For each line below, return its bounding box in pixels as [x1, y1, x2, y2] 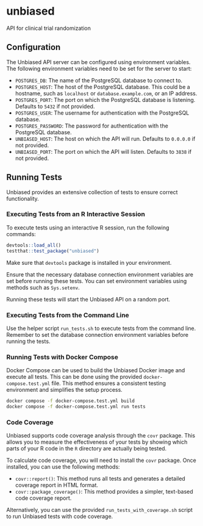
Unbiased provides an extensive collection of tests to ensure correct [6, 188, 178, 196]
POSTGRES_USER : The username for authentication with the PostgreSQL [15, 109, 190, 117]
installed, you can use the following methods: [6, 463, 120, 470]
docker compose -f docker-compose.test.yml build [6, 398, 135, 404]
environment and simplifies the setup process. [6, 386, 123, 394]
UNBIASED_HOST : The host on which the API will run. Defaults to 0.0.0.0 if [15, 135, 196, 142]
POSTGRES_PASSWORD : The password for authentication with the [15, 122, 169, 129]
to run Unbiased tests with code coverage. [6, 513, 113, 520]
